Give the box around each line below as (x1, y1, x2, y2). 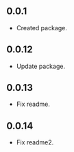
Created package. (16, 23, 68, 32)
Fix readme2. (16, 138, 54, 146)
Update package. (16, 62, 66, 70)
